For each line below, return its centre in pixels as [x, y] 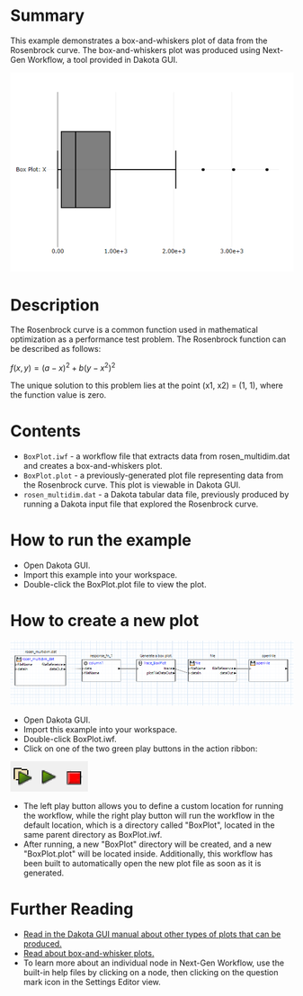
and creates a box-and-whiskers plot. [93, 466]
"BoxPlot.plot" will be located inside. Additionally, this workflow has [148, 854]
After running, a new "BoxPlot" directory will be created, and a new [147, 844]
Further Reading [72, 909]
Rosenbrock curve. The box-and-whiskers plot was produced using [135, 49]
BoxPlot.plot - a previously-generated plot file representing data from [153, 476]
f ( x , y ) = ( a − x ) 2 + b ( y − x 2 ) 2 [63, 367]
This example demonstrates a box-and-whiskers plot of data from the [139, 40]
